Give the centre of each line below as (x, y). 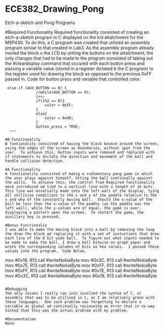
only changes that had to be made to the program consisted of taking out (79, 58)
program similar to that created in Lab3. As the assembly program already (80, 48)
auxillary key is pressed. (33, 217)
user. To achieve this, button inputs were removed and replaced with (80, 152)
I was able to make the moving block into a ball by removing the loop (80, 229)
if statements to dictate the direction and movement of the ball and (79, 156)
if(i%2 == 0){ (50, 101)
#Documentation (21, 319)
